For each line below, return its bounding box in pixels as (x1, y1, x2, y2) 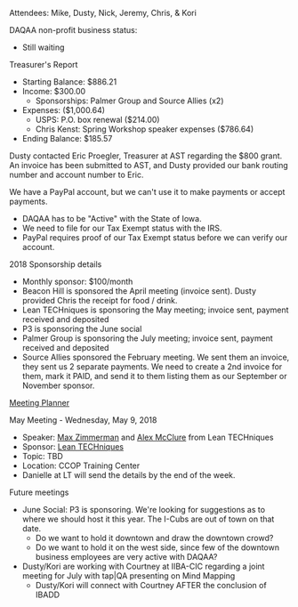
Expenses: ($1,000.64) (21, 105, 105, 115)
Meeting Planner (9, 398, 69, 408)
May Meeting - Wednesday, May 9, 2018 (9, 415, 157, 425)
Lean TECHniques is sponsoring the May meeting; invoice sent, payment (21, 304, 289, 315)
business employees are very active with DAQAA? (35, 552, 218, 562)
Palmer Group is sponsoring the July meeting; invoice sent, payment (21, 333, 273, 344)
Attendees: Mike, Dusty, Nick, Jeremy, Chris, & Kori (9, 8, 197, 18)
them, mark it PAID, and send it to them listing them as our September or (21, 371, 287, 381)
